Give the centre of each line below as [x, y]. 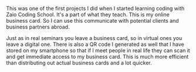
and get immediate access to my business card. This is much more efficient [97, 57]
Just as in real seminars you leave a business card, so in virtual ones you [94, 38]
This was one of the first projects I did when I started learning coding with [95, 8]
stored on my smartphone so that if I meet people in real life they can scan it [98, 51]
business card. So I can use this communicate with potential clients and [92, 21]
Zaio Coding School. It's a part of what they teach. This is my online [88, 15]
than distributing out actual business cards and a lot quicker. [79, 63]
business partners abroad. [38, 27]
